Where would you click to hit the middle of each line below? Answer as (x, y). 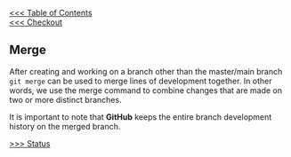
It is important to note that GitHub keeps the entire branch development (141, 117)
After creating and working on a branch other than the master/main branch (146, 71)
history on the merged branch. (65, 126)
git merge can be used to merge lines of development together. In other (141, 81)
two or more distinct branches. (65, 99)
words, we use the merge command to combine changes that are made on (146, 90)
